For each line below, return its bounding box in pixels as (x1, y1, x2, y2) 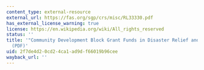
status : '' (6, 32, 34, 38)
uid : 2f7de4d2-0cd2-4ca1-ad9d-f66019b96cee (6, 49, 118, 55)
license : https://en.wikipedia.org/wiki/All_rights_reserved (6, 26, 165, 32)
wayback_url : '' (6, 54, 47, 60)
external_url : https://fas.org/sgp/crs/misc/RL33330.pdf (6, 15, 154, 21)
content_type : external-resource (6, 9, 91, 15)
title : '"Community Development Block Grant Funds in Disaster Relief (6, 37, 189, 43)
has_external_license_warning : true (6, 20, 99, 26)
